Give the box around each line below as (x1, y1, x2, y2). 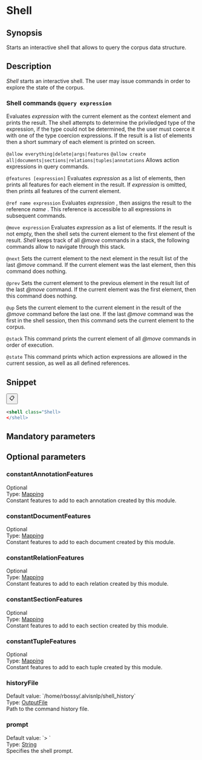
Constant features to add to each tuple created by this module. (6, 663, 163, 670)
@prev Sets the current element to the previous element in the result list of (6, 280, 189, 287)
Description (6, 61, 51, 71)
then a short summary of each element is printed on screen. (6, 139, 156, 146)
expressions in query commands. (6, 163, 90, 170)
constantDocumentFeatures (6, 512, 91, 520)
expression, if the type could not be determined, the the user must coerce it (6, 125, 195, 133)
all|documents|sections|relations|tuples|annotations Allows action (6, 157, 180, 164)
